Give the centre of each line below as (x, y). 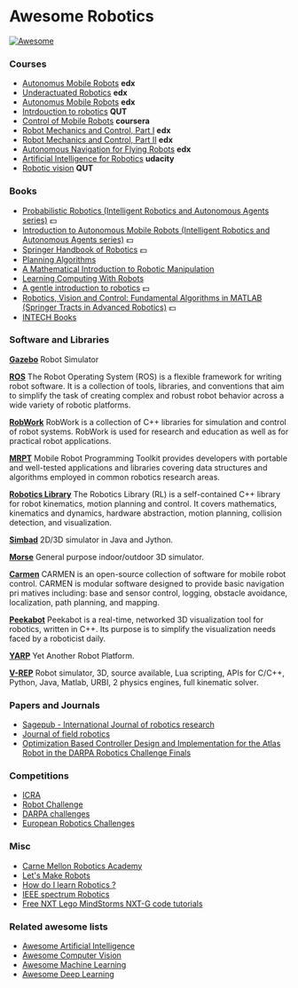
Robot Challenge (52, 804)
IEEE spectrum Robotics (66, 894)
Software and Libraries (59, 340)
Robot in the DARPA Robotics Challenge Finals (106, 753)
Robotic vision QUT (57, 168)
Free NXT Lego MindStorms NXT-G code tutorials (112, 904)
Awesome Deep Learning (68, 975)
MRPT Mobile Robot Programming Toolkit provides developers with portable (149, 458)
